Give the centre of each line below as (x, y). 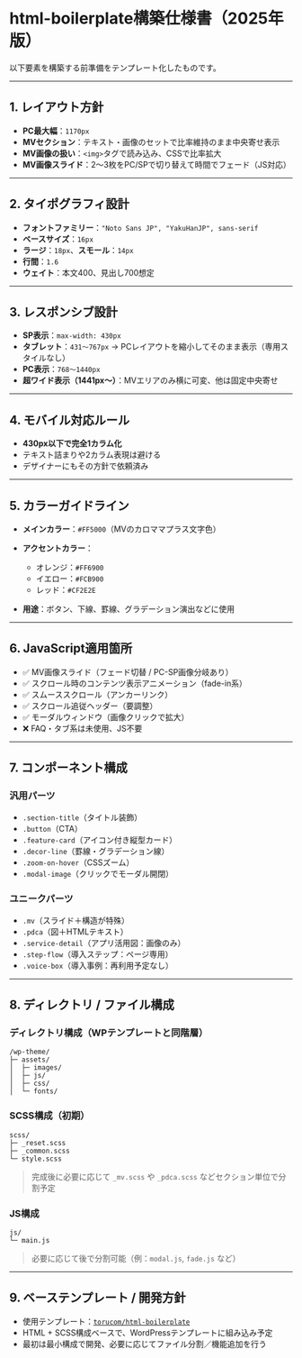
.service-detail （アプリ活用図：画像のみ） (104, 943)
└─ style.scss (36, 1159)
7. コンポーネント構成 (68, 768)
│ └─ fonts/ (34, 1091)
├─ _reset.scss (38, 1143)
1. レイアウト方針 (57, 108)
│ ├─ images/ (36, 1068)
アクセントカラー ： (58, 548)
